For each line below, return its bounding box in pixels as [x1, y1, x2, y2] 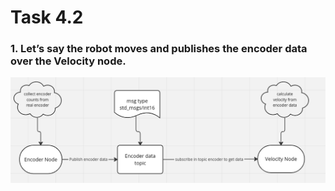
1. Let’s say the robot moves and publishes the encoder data [10, 42, 308, 56]
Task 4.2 [10, 6, 84, 29]
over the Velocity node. [10, 54, 127, 68]
